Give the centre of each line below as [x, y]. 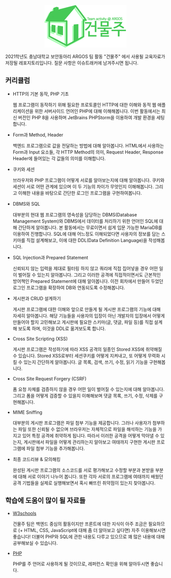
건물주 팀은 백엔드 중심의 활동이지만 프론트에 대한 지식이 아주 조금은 [80, 524]
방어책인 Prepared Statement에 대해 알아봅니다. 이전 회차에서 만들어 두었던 [88, 281]
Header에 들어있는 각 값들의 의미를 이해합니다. [59, 158]
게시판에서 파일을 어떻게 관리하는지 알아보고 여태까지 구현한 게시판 [90, 442]
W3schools [24, 513]
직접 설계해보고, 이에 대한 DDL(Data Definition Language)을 [87, 240]
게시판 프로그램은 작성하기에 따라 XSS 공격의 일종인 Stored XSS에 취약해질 [87, 349]
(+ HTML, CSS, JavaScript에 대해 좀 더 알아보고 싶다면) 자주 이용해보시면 [92, 530]
